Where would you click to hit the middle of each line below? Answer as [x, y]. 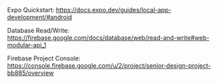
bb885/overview [30, 73]
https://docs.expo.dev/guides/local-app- [113, 10]
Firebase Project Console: [44, 58]
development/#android [40, 17]
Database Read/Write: [38, 31]
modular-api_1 [27, 45]
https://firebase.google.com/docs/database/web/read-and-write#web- [108, 38]
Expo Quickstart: [31, 10]
